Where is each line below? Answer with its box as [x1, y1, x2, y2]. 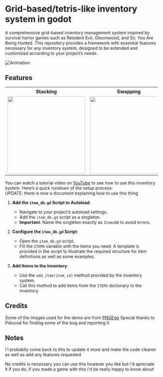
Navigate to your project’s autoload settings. [19, 209, 108, 215]
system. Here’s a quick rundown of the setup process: [5, 185, 113, 191]
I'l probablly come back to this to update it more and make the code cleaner [5, 346, 157, 352]
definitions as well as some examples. [19, 253, 96, 259]
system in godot [5, 14, 72, 25]
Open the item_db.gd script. [19, 238, 75, 244]
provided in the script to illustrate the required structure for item [19, 248, 147, 254]
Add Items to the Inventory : [12, 263, 69, 268]
